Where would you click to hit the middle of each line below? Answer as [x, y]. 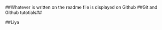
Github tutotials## [24, 12]
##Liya [12, 22]
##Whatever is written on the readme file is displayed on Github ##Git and [81, 7]
